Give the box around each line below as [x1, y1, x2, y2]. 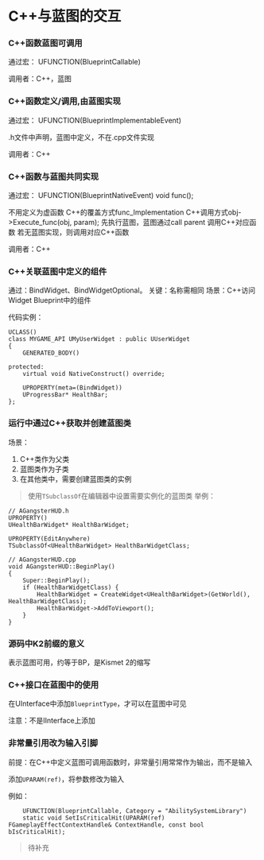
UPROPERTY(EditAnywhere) [8, 534, 91, 543]
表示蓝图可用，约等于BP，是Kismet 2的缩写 [8, 657, 151, 667]
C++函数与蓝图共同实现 [8, 171, 99, 182]
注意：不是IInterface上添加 [8, 716, 95, 726]
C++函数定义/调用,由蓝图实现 [8, 96, 122, 107]
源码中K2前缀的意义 [8, 637, 85, 649]
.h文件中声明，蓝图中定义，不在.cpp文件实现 [8, 132, 155, 141]
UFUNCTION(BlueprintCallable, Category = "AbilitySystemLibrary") [22, 807, 247, 815]
